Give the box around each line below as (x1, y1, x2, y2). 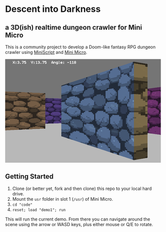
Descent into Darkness (5, 3, 101, 15)
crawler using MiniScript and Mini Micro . (5, 49, 87, 55)
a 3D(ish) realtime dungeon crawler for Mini (5, 23, 142, 32)
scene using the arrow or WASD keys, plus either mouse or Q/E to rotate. (5, 221, 153, 227)
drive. (12, 190, 24, 196)
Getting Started (5, 172, 54, 181)
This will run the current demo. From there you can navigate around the (5, 216, 151, 222)
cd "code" (12, 202, 33, 207)
